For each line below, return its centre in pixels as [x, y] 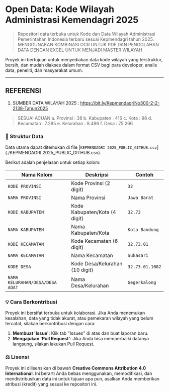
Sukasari [138, 256]
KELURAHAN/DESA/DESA [32, 283]
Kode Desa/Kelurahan [97, 264]
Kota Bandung [143, 230]
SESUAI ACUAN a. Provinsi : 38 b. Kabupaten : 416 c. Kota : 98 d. [85, 118]
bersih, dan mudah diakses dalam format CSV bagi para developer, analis [81, 65]
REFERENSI [23, 91]
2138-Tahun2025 [30, 108]
